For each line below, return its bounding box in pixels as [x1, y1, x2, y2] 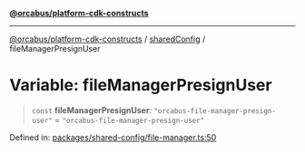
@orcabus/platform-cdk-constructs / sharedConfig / [9, 33, 206, 44]
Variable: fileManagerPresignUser [9, 75, 272, 96]
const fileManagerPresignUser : [31, 104, 152, 116]
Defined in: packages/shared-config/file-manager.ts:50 [9, 131, 217, 143]
